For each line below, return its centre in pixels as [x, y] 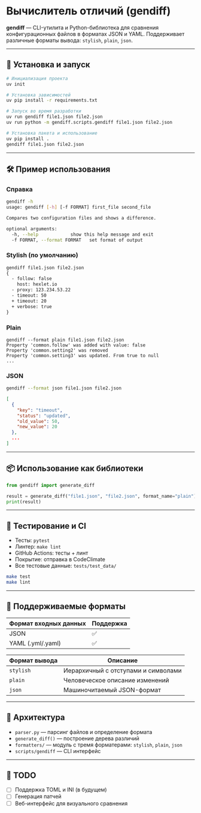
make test [19, 577]
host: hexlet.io [37, 284]
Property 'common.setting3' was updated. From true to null [83, 355]
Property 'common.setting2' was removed [57, 350]
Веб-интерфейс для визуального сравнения [71, 803]
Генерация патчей [38, 796]
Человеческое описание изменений [116, 680]
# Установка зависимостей [38, 95]
